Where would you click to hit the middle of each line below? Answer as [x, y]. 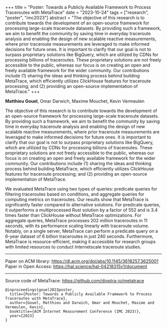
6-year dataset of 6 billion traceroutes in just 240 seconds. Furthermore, [79, 236]
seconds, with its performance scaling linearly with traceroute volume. [77, 226]
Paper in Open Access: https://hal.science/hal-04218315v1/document [76, 266]
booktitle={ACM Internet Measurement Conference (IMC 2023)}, [75, 312]
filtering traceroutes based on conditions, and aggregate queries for [75, 194]
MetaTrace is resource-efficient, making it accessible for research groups [80, 242]
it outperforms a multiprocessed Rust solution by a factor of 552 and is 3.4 [82, 210]
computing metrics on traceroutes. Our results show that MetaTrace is [77, 199]
